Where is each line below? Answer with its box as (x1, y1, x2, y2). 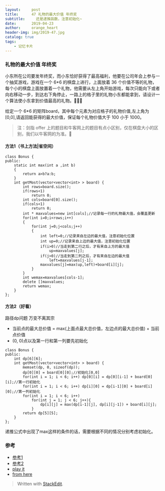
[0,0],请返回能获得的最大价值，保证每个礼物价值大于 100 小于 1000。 (5, 114, 144, 120)
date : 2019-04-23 (5, 21, 54, 26)
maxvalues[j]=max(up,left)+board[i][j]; (40, 262, 124, 267)
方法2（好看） (5, 303, 34, 309)
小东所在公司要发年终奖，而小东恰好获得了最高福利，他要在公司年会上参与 (5, 73, 156, 79)
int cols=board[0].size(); (23, 197, 78, 202)
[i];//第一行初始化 (5, 380, 41, 385)
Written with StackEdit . (17, 481, 64, 487)
